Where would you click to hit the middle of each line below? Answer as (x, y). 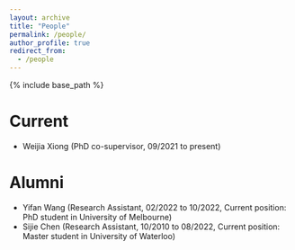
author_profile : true (50, 43)
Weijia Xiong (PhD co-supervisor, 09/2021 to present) (121, 146)
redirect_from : (38, 51)
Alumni (37, 183)
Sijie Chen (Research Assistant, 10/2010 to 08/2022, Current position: (151, 227)
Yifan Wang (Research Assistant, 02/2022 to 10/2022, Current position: (154, 207)
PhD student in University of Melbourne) (97, 217)
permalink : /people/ (48, 34)
